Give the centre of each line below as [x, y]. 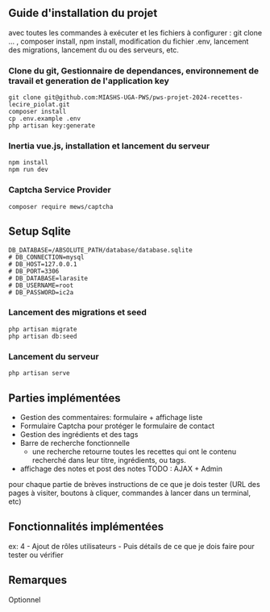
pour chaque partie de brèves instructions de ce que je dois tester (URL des [134, 484]
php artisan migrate [43, 329]
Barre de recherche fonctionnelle [75, 443]
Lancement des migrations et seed [78, 312]
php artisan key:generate [52, 126]
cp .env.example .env [45, 119]
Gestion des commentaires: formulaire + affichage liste [111, 417]
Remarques [38, 580]
